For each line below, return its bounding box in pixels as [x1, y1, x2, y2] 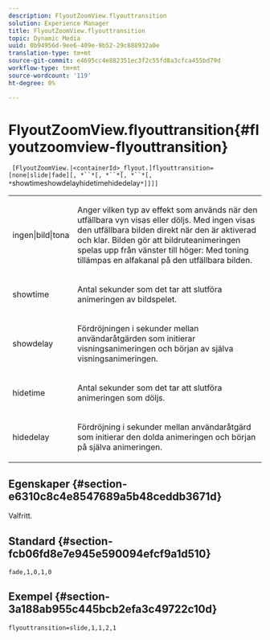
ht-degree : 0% [8, 79, 56, 87]
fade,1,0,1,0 [8, 568, 52, 576]
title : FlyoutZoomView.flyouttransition [8, 27, 146, 35]
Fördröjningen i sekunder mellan [77, 323, 199, 334]
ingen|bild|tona [12, 230, 70, 241]
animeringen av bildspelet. [77, 294, 177, 306]
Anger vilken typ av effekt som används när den [77, 204, 258, 215]
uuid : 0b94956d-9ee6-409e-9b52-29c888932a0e [8, 42, 160, 50]
